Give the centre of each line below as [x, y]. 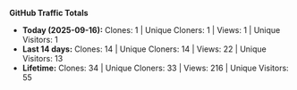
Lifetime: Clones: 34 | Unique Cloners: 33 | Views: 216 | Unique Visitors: [155, 68]
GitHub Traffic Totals [49, 13]
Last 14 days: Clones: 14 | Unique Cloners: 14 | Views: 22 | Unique [144, 49]
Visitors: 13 [42, 58]
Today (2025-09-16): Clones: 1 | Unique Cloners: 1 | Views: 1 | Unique [151, 30]
